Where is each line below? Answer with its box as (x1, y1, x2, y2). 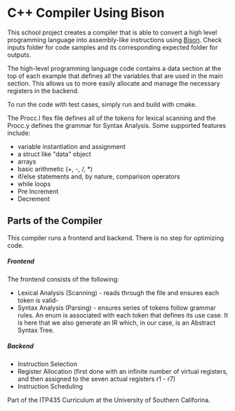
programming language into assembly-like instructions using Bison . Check (7, 35, 222, 44)
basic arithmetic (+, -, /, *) (17, 164, 93, 173)
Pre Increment (17, 187, 59, 195)
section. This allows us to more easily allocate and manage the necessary (7, 79, 220, 87)
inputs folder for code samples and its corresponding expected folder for (7, 43, 218, 51)
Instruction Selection (17, 360, 78, 368)
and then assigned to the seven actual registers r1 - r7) (17, 374, 176, 383)
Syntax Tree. (17, 325, 55, 334)
